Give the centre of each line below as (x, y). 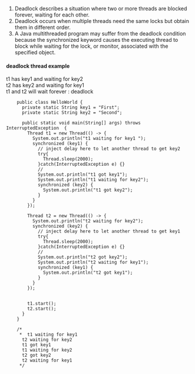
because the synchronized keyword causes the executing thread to (96, 40)
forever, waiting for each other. (52, 15)
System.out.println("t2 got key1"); (88, 273)
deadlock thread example (38, 66)
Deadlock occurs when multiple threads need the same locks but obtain (102, 21)
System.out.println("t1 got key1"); (82, 175)
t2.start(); (42, 309)
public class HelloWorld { (50, 103)
